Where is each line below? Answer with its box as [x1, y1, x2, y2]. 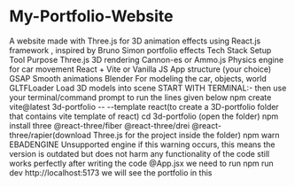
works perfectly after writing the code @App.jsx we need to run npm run [9, 158, 275, 168]
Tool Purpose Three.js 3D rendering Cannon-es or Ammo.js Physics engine [9, 54, 284, 65]
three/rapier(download [9, 129, 91, 140]
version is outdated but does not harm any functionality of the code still [9, 148, 270, 159]
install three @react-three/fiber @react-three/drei [9, 120, 190, 130]
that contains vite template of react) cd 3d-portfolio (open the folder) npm [9, 111, 279, 121]
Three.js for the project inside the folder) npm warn [92, 129, 281, 140]
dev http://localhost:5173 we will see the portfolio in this [9, 167, 213, 178]
